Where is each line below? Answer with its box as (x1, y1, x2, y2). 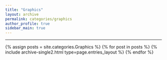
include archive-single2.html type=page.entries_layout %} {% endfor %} (5, 49, 154, 55)
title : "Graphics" (5, 7, 43, 12)
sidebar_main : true (5, 26, 46, 31)
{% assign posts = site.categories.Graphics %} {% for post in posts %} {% (5, 44, 158, 50)
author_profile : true (5, 21, 50, 26)
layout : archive (5, 12, 39, 17)
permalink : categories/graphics (5, 16, 72, 21)
